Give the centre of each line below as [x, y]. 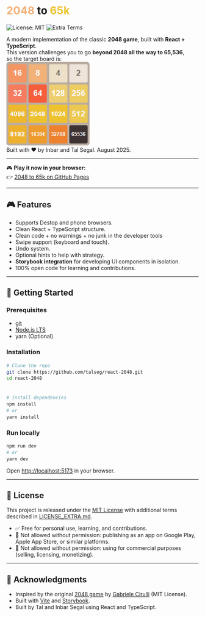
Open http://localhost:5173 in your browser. [61, 471]
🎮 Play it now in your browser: [46, 168]
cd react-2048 [24, 379]
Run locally [23, 432]
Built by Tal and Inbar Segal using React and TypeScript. [86, 607]
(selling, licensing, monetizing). [54, 555]
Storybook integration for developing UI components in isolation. [97, 261]
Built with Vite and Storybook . [52, 601]
